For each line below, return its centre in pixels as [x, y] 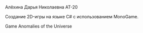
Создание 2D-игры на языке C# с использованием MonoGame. [72, 16]
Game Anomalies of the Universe [39, 26]
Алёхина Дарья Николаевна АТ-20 [41, 7]
